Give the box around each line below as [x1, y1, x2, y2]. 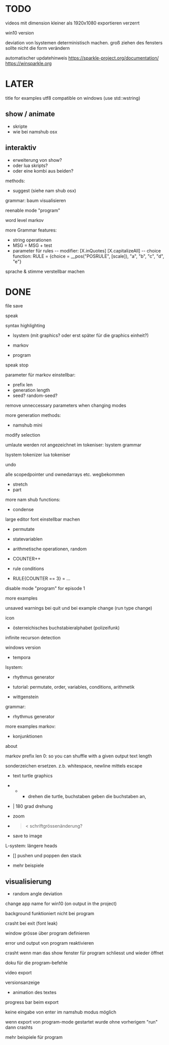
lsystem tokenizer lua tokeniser [5, 451, 71, 458]
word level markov [5, 217, 44, 223]
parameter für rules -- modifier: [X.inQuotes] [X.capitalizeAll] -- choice [12, 247, 161, 253]
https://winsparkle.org [5, 60, 52, 66]
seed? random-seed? [12, 392, 58, 399]
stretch [12, 482, 28, 488]
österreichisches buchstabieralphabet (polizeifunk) [12, 625, 120, 631]
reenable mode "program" [5, 207, 60, 213]
